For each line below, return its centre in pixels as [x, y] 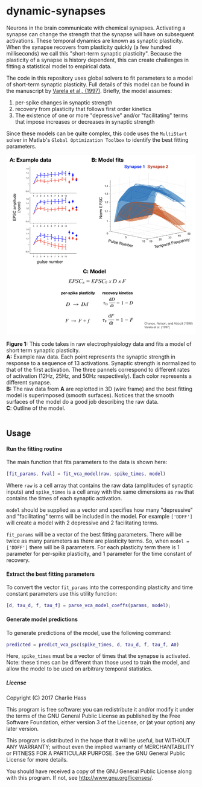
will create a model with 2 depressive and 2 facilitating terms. [82, 523]
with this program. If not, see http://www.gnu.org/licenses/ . [80, 778]
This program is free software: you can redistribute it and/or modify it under [100, 710]
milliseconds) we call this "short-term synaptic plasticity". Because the [94, 53]
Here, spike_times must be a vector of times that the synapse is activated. [98, 656]
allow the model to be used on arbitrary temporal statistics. [79, 669]
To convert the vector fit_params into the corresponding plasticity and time [99, 587]
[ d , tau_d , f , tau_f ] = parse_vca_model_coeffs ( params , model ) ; [89, 606]
